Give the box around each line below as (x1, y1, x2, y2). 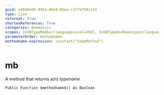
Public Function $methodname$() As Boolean (5, 85, 95, 90)
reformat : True (5, 16, 36, 21)
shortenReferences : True (5, 20, 56, 26)
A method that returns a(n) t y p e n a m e (5, 76, 81, 82)
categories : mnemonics (5, 25, 51, 30)
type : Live (5, 12, 27, 17)
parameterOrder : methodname (5, 35, 62, 39)
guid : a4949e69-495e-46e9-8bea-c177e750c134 (5, 7, 97, 12)
